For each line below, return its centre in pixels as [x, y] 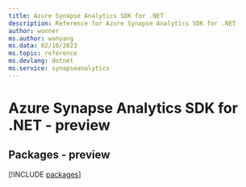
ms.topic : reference [43, 53]
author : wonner [34, 31]
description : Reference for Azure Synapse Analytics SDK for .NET [122, 23]
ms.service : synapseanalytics [59, 69]
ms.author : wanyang [41, 38]
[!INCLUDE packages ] [45, 174]
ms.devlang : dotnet [41, 61]
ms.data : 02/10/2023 [43, 46]
